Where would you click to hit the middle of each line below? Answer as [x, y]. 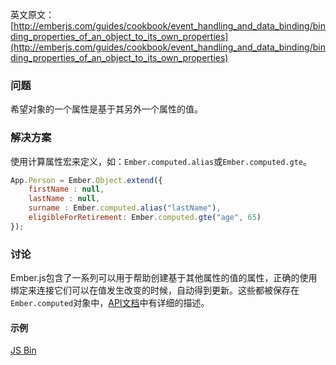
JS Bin [23, 350]
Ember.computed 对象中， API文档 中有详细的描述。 [110, 303]
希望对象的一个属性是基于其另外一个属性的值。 [106, 109]
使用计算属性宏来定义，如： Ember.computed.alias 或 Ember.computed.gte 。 [161, 161]
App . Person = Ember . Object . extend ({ [86, 180]
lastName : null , [64, 199]
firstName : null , [66, 189]
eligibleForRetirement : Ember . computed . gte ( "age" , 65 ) [145, 218]
